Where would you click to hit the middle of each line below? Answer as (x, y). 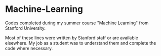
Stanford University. (25, 28)
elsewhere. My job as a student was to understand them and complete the (81, 43)
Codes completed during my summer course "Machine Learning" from (77, 23)
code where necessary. (29, 48)
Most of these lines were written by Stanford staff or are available (72, 38)
